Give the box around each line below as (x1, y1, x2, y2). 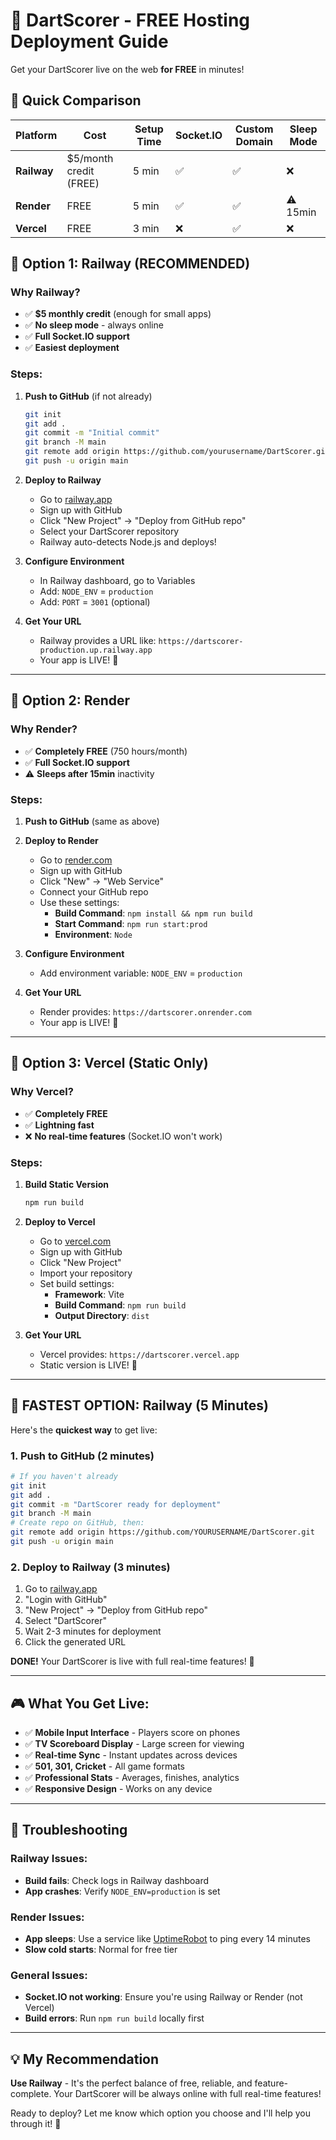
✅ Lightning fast (24, 1119, 95, 1131)
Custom (234, 122, 274, 136)
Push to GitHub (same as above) (24, 815, 160, 827)
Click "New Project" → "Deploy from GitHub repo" (39, 514, 247, 526)
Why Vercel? (10, 1085, 74, 1099)
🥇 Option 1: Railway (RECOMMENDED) (10, 255, 251, 273)
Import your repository (39, 1267, 133, 1279)
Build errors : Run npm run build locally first (24, 2012, 205, 2024)
